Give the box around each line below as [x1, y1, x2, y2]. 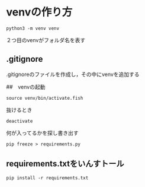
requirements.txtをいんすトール [6, 159, 124, 169]
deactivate [6, 118, 33, 124]
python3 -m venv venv [6, 25, 60, 31]
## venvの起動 [6, 83, 46, 90]
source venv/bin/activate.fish [6, 95, 83, 101]
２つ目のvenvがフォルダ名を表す [6, 36, 86, 43]
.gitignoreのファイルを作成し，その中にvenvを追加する [6, 71, 140, 78]
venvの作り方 [6, 5, 73, 19]
